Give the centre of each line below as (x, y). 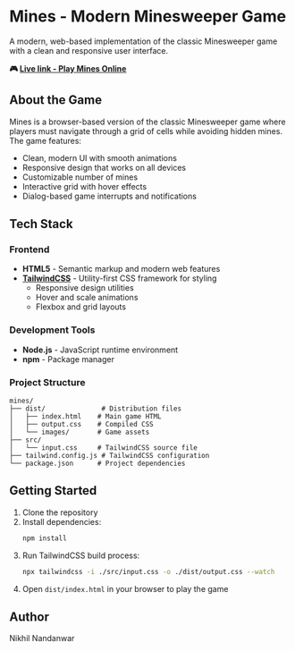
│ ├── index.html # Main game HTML (86, 417)
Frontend (29, 249)
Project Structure (47, 382)
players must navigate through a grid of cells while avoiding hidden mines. (146, 131)
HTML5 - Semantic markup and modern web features (121, 269)
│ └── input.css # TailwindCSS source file (104, 448)
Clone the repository (60, 512)
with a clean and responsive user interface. (88, 50)
